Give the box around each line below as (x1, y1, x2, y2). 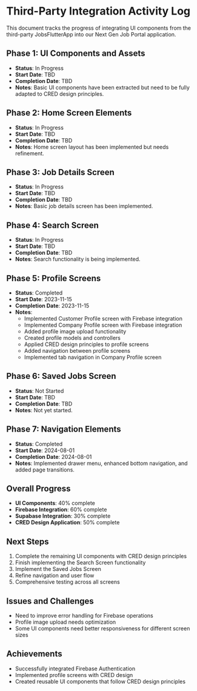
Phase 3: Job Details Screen (6, 167, 115, 177)
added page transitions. (15, 466, 75, 473)
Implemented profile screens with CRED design (15, 671, 133, 678)
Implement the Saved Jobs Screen (15, 566, 101, 573)
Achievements (6, 649, 62, 659)
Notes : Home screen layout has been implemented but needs (15, 143, 169, 150)
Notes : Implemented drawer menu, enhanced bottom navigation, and (15, 459, 188, 467)
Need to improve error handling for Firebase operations (15, 612, 153, 619)
